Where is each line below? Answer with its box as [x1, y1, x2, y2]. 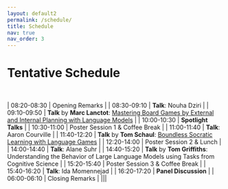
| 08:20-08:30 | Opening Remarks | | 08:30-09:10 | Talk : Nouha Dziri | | [7, 101, 209, 110]
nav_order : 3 [7, 36, 45, 43]
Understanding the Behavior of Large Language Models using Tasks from [7, 153, 215, 161]
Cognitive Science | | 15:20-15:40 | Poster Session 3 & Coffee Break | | [7, 159, 206, 168]
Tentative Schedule [7, 65, 120, 81]
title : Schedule [7, 23, 54, 30]
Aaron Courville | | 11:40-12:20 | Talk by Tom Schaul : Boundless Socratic [7, 131, 213, 139]
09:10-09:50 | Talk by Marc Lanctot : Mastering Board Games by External [7, 109, 214, 117]
